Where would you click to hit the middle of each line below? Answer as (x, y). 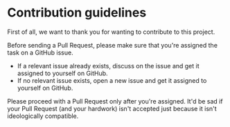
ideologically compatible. (43, 116)
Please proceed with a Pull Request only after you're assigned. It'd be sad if (115, 101)
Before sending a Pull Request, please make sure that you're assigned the (113, 45)
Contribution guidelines (77, 13)
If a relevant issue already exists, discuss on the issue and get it (108, 66)
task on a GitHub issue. (41, 52)
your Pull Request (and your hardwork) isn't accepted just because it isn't (112, 108)
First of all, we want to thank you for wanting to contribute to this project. (111, 32)
